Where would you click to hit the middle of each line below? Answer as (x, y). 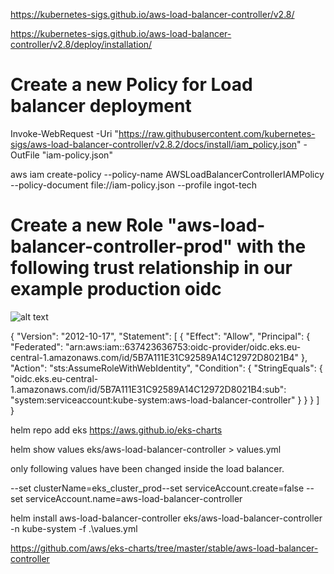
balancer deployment (101, 106)
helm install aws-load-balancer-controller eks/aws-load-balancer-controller (166, 518)
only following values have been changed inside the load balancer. (147, 468)
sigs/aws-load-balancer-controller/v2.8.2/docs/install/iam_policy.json (154, 144)
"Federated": (36, 346)
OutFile (25, 155)
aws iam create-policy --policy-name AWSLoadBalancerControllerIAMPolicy (167, 174)
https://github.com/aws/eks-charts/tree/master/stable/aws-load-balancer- (164, 548)
